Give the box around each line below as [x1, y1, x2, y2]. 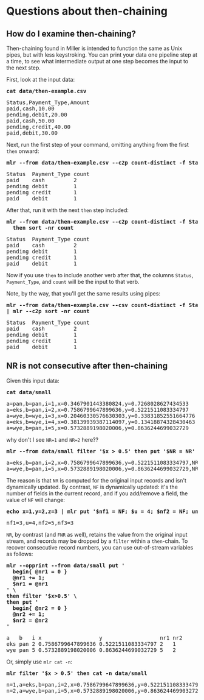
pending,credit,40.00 [6, 124, 71, 130]
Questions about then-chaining [6, 4, 168, 18]
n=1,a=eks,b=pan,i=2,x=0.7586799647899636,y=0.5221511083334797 [6, 681, 202, 688]
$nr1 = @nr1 [12, 580, 49, 587]
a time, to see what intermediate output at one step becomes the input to [6, 58, 189, 65]
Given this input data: [6, 377, 59, 384]
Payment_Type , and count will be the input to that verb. [6, 278, 140, 285]
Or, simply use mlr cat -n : [6, 658, 73, 665]
